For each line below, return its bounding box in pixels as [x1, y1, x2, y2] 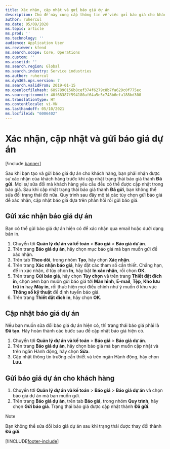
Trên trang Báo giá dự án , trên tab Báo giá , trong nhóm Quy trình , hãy [12, 398, 158, 404]
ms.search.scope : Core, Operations [5, 50, 80, 55]
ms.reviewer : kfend [5, 45, 47, 50]
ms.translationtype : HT [5, 97, 56, 102]
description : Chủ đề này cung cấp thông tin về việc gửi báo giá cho [5, 12, 155, 17]
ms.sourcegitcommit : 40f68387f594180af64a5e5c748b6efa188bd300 [5, 92, 142, 97]
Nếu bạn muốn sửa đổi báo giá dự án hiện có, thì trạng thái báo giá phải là [5, 322, 159, 328]
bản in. [5, 231, 20, 237]
